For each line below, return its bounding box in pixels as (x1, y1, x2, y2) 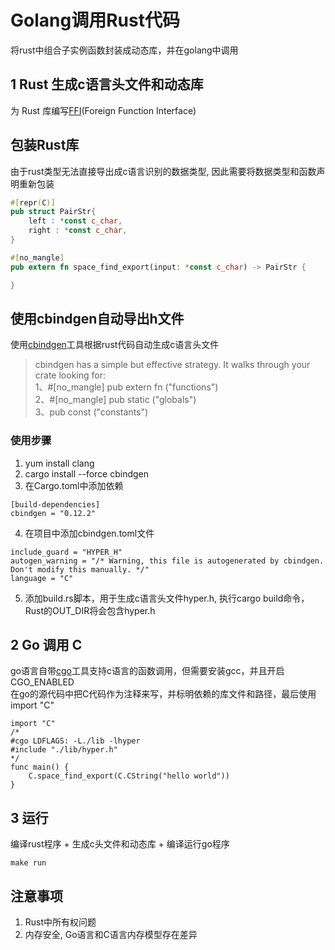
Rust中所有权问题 (24, 916, 97, 928)
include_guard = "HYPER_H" (10, 547, 123, 557)
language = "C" (10, 573, 74, 583)
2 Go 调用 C (10, 637, 83, 654)
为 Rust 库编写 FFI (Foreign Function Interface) (10, 104, 197, 116)
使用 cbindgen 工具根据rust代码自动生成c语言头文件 (10, 339, 220, 351)
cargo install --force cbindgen (24, 467, 150, 480)
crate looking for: (34, 369, 106, 381)
